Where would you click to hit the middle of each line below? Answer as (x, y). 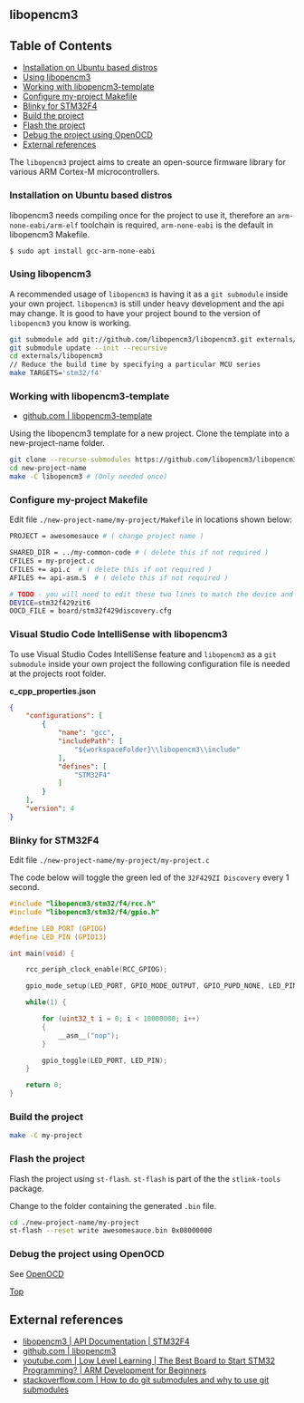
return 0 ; (44, 1085)
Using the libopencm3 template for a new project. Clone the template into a (149, 433)
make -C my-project (46, 1136)
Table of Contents (61, 46)
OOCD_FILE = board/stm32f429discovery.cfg (90, 611)
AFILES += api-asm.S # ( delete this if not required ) (119, 578)
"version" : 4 (50, 809)
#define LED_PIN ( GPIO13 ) (58, 937)
